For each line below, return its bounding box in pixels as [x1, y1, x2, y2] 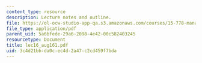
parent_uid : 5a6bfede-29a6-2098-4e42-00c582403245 [6, 31, 136, 37]
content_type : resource [6, 8, 66, 15]
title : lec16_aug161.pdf [6, 43, 69, 49]
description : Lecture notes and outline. [6, 14, 112, 20]
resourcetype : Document [6, 37, 66, 43]
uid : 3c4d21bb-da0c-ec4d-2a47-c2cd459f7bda [6, 48, 117, 54]
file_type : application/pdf [6, 25, 77, 32]
